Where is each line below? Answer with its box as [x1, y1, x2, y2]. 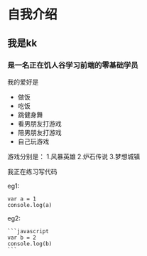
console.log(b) [7, 240, 53, 247]
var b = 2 [7, 234, 37, 241]
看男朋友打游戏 [17, 119, 62, 128]
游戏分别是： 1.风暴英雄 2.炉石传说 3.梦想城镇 [7, 152, 141, 161]
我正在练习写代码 [7, 167, 58, 176]
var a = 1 [7, 195, 37, 203]
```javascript [7, 228, 50, 235]
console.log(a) [7, 201, 53, 208]
